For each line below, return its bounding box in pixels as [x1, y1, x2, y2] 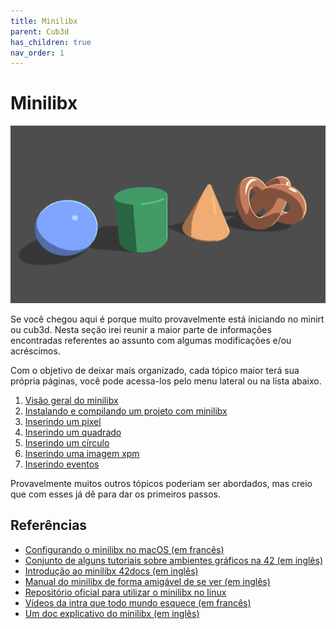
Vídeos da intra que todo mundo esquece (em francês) [24, 596, 252, 609]
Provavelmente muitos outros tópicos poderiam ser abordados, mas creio [10, 477, 313, 489]
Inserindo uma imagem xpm [24, 447, 140, 459]
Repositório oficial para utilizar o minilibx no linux [24, 586, 227, 598]
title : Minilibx [10, 16, 78, 26]
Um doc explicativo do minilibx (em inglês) [24, 607, 200, 619]
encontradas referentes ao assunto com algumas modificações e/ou [10, 334, 292, 346]
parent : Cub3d [10, 26, 70, 37]
